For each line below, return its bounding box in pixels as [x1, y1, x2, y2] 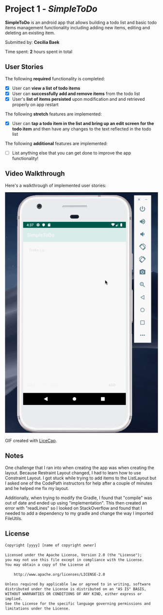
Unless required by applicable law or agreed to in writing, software [5, 582, 151, 587]
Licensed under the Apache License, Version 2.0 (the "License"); [5, 553, 142, 558]
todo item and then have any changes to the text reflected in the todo [12, 126, 151, 132]
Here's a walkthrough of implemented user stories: [5, 182, 107, 188]
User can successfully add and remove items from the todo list [12, 90, 140, 96]
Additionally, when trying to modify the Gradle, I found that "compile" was [5, 495, 152, 501]
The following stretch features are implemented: [5, 111, 102, 117]
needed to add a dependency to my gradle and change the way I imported [5, 510, 154, 516]
